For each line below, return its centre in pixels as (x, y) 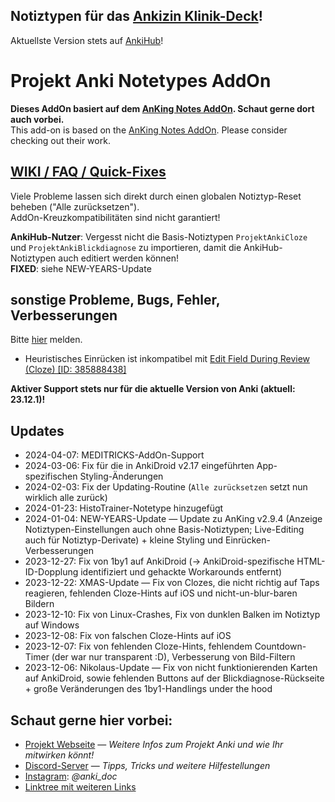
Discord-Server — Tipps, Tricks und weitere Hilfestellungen (147, 765)
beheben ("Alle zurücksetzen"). (75, 206)
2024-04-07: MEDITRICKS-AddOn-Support (114, 455)
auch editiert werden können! (119, 258)
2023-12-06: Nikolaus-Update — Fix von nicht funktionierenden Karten (171, 668)
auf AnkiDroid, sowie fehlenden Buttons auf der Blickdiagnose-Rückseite (174, 678)
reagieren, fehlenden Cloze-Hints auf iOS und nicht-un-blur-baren (161, 593)
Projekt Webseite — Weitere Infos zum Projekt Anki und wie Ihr (154, 744)
